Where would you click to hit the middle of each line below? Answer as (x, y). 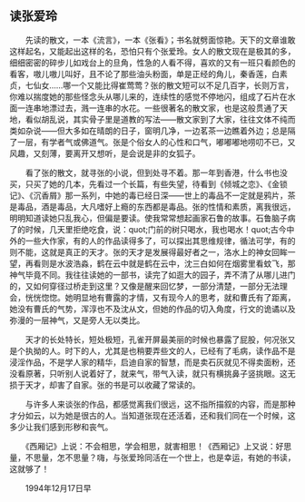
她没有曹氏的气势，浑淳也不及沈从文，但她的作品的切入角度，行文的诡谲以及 (152, 309)
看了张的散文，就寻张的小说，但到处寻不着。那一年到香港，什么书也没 (156, 172)
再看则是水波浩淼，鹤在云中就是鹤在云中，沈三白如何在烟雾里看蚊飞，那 (160, 263)
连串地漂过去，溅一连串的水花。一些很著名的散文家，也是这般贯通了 (152, 108)
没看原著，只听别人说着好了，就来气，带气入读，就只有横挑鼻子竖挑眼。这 (148, 373)
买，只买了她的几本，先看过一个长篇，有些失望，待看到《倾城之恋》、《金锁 (148, 183)
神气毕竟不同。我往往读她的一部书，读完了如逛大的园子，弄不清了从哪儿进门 (152, 274)
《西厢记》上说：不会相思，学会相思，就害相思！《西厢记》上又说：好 (154, 446)
